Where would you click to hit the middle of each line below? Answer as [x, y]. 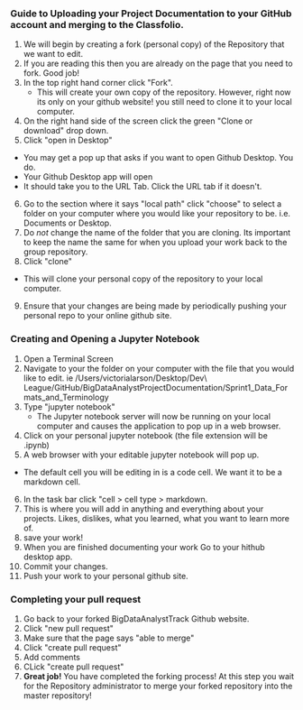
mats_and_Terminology [66, 397]
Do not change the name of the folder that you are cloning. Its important [157, 233]
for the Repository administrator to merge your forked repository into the [158, 686]
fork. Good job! [51, 73]
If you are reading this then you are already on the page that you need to [158, 64]
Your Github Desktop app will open [88, 177]
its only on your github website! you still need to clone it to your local [164, 102]
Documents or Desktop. [67, 223]
